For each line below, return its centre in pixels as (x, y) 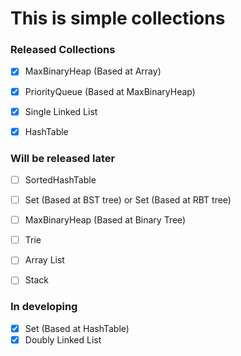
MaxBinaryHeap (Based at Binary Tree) (105, 220)
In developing (44, 307)
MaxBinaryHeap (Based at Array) (93, 71)
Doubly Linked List (63, 339)
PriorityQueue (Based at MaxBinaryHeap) (110, 91)
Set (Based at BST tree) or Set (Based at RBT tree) (128, 200)
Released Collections (63, 50)
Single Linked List (61, 111)
